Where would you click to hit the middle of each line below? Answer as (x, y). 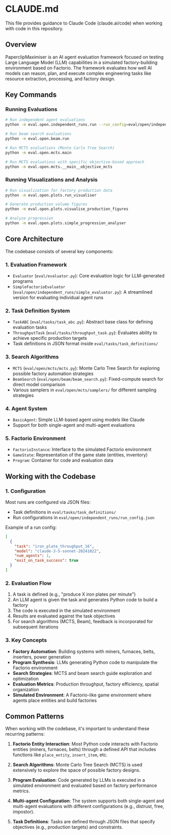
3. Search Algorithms (32, 357)
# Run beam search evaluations (38, 134)
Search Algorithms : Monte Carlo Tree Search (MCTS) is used (77, 765)
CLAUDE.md (32, 9)
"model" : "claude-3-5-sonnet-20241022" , (58, 551)
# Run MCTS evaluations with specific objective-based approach (75, 162)
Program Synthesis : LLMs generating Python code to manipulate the (85, 662)
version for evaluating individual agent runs (58, 298)
